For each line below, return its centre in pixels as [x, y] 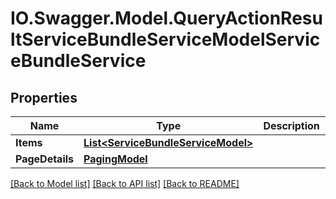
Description [291, 125]
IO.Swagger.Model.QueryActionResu [166, 18]
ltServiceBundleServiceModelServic [165, 39]
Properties [44, 97]
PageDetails [45, 159]
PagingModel [115, 159]
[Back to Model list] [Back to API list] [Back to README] [125, 183]
